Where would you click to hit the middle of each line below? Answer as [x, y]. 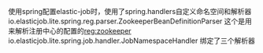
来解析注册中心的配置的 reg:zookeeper [70, 31]
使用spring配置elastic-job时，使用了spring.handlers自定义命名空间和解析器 [130, 11]
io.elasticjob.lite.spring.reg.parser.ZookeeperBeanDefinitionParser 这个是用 [130, 21]
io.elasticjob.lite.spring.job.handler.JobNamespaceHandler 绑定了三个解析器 [132, 41]
